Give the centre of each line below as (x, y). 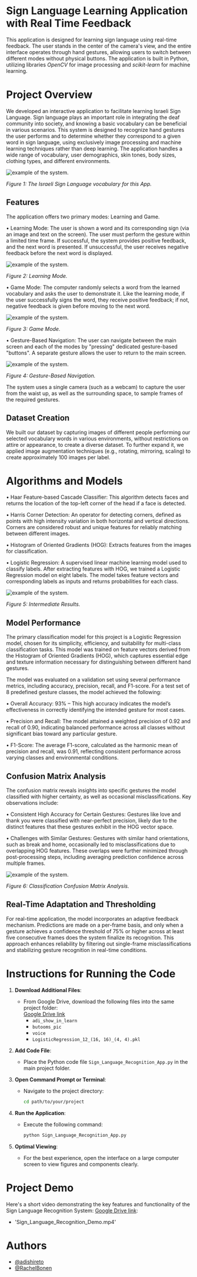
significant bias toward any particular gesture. (62, 734)
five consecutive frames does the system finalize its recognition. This (90, 937)
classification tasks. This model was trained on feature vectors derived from (98, 649)
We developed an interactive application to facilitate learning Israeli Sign (94, 111)
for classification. (27, 551)
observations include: (32, 803)
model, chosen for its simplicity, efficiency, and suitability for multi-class (94, 644)
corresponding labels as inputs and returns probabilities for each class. (92, 582)
